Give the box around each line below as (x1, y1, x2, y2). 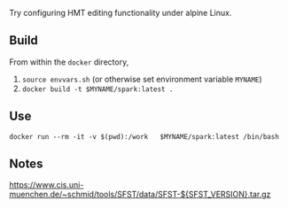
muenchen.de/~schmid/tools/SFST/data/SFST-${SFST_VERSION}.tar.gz (9, 189, 271, 200)
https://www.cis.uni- (9, 180, 84, 190)
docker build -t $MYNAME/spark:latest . (21, 84, 174, 94)
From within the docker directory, (9, 57, 129, 67)
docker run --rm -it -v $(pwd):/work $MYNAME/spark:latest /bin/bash (9, 132, 279, 141)
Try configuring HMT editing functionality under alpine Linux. (9, 8, 232, 18)
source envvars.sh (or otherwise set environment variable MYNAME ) (21, 73, 263, 84)
